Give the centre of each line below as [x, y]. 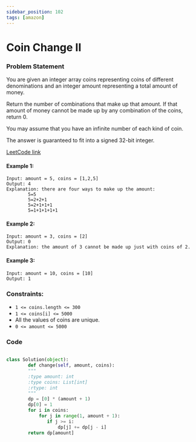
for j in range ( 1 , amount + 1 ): [79, 416]
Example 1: [20, 166]
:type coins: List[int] [58, 382]
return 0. [17, 117]
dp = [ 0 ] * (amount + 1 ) [59, 399]
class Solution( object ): [38, 360]
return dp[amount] [51, 433]
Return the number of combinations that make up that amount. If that [92, 104]
